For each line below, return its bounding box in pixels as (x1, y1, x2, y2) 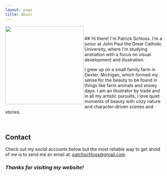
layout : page (5, 7, 33, 12)
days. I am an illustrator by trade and (84, 87, 160, 93)
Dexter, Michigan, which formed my (84, 71, 158, 77)
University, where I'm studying (84, 46, 148, 52)
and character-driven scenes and (84, 103, 154, 109)
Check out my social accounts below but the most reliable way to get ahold (5, 146, 160, 152)
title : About (5, 12, 33, 17)
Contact (5, 133, 31, 141)
